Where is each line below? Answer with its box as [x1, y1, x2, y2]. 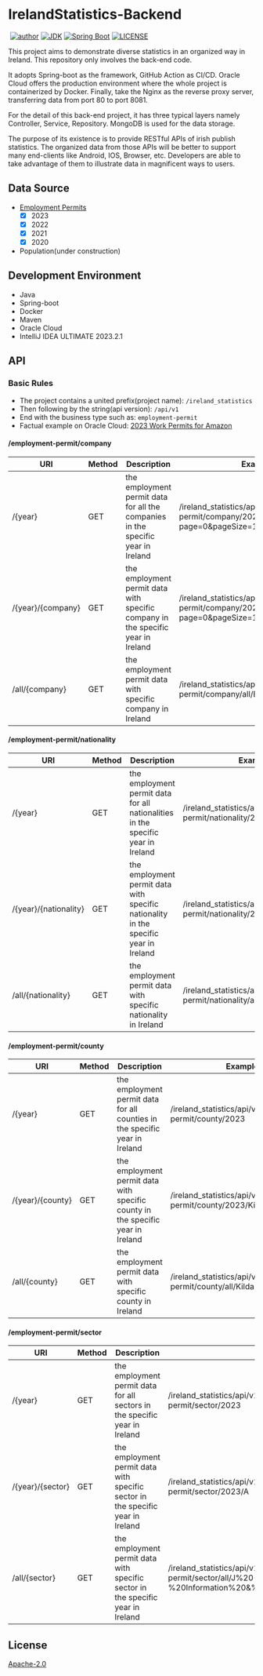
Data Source [8, 182, 70, 195]
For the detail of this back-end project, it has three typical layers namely [8, 110, 240, 119]
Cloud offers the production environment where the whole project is [8, 78, 227, 88]
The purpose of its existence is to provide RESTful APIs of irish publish [8, 133, 236, 143]
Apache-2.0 [8, 1660, 47, 1669]
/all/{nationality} [12, 989, 70, 1000]
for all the [124, 501, 160, 512]
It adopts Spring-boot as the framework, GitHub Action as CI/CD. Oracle [8, 70, 240, 79]
